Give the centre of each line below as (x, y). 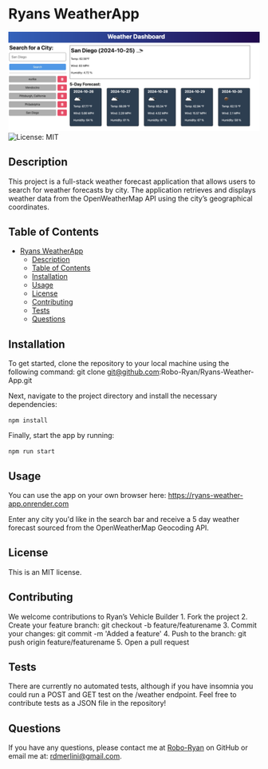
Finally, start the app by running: (61, 436)
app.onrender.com (39, 504)
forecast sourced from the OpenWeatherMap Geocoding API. (109, 528)
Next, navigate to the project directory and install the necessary (113, 396)
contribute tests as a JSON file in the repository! (87, 703)
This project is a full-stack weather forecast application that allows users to (132, 181)
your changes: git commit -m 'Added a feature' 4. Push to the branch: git (128, 633)
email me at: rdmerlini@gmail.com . (65, 756)
